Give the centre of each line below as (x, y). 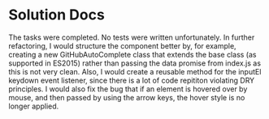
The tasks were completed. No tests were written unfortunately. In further (132, 37)
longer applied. (34, 106)
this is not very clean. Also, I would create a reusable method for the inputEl (135, 71)
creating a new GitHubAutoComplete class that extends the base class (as (132, 54)
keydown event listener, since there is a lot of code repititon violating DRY (132, 80)
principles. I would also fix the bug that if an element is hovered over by (128, 89)
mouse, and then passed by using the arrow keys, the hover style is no (127, 97)
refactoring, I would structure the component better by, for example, (123, 45)
